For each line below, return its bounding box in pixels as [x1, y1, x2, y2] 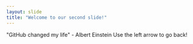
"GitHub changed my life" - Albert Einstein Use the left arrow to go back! [6, 31, 188, 38]
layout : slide [6, 8, 42, 15]
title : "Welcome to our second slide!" [6, 14, 107, 20]
